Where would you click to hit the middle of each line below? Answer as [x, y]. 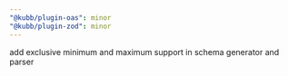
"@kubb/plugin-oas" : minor [60, 18]
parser [22, 62]
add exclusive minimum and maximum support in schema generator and [144, 52]
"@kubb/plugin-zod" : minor [60, 26]
